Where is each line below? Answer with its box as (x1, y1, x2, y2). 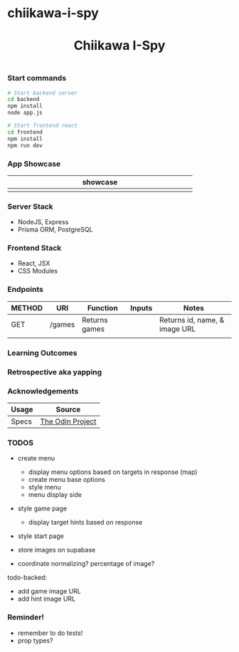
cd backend (7, 96, 40, 103)
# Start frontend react (7, 122, 78, 130)
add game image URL (17, 587, 82, 596)
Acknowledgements (7, 386, 79, 396)
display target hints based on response (28, 518, 143, 527)
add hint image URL (17, 594, 76, 603)
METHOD (11, 303, 43, 312)
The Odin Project (40, 416, 97, 426)
